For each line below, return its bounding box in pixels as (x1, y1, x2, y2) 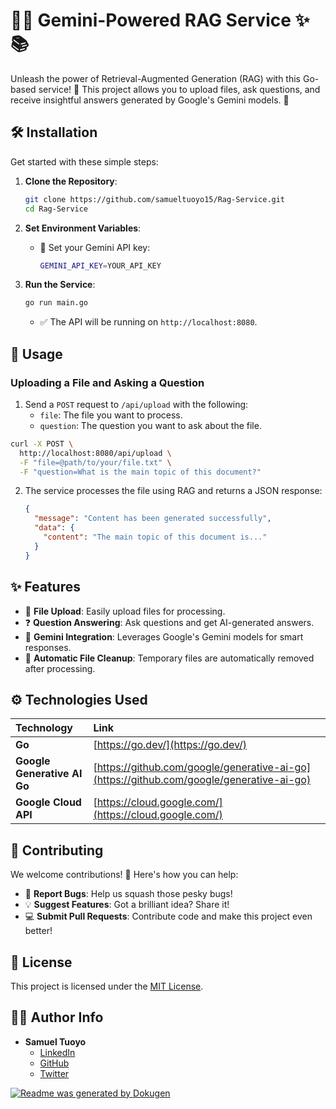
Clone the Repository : (24, 175, 118, 187)
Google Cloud (15, 795, 82, 809)
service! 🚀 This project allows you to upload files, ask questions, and (38, 83, 321, 95)
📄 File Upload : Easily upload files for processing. (24, 605, 226, 617)
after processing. (24, 662, 96, 674)
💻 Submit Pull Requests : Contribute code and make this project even (24, 910, 313, 923)
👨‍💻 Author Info (10, 1009, 104, 1026)
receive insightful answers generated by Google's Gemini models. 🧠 (10, 94, 290, 106)
